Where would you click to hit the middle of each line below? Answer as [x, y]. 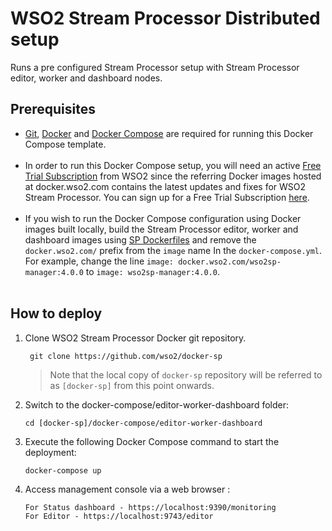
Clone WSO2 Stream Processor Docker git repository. [135, 338]
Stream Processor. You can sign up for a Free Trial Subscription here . [167, 197]
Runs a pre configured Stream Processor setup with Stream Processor [155, 67]
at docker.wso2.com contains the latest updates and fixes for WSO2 [165, 186]
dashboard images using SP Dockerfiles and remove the [140, 239]
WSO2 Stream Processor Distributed [165, 18]
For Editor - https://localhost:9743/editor [119, 516]
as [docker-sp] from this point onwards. [132, 385]
